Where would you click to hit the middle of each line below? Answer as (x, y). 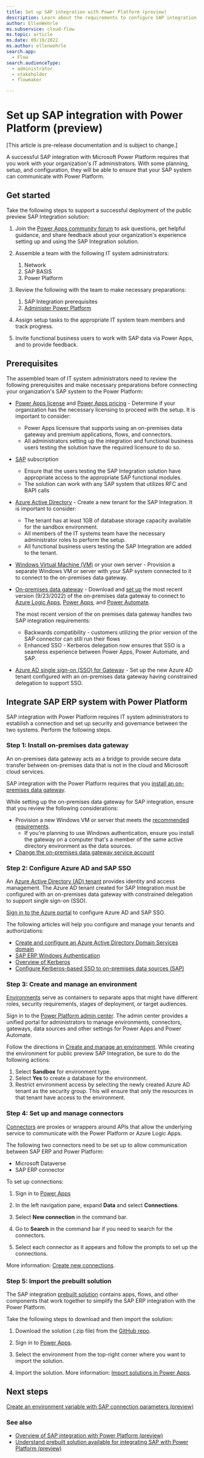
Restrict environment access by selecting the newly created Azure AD (102, 1085)
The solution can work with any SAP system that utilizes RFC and (105, 484)
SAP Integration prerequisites (61, 301)
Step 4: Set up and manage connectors (65, 1113)
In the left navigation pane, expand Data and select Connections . (97, 1205)
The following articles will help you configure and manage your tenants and (100, 924)
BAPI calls (37, 490)
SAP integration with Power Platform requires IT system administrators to (97, 717)
